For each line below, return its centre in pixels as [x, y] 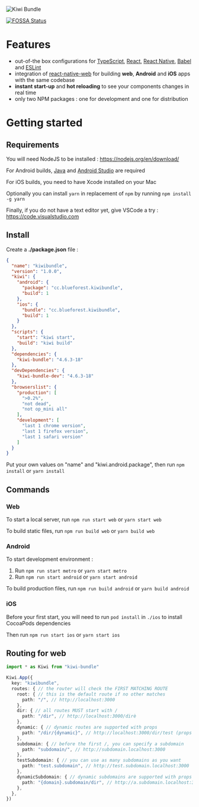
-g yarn [16, 199]
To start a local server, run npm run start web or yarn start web [84, 519]
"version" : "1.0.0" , [37, 271]
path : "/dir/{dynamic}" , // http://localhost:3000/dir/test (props [107, 733]
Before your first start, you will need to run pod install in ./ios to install [94, 617]
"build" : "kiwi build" [45, 343]
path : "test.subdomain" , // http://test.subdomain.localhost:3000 [105, 766]
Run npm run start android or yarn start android [76, 577]
